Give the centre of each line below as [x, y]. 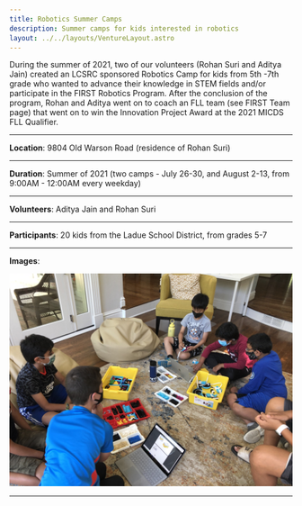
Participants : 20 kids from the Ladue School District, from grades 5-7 [138, 235]
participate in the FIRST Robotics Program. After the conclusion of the [138, 94]
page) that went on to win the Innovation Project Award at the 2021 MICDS [147, 113]
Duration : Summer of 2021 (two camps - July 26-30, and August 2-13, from [150, 174]
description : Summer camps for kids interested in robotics [124, 28]
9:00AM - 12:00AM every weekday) [75, 184]
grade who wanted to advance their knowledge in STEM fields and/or [138, 84]
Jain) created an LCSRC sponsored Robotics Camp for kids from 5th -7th [144, 74]
